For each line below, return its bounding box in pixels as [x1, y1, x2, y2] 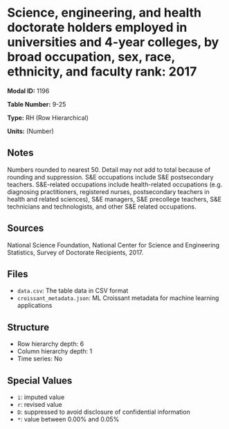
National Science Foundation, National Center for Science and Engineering [7, 240, 220, 249]
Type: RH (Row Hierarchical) [7, 113, 89, 122]
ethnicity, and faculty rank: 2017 [7, 64, 197, 80]
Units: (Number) [7, 127, 54, 135]
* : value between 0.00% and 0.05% [17, 415, 120, 423]
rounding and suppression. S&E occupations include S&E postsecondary [7, 173, 214, 181]
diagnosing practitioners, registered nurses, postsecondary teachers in [7, 187, 210, 195]
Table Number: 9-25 [7, 100, 66, 108]
